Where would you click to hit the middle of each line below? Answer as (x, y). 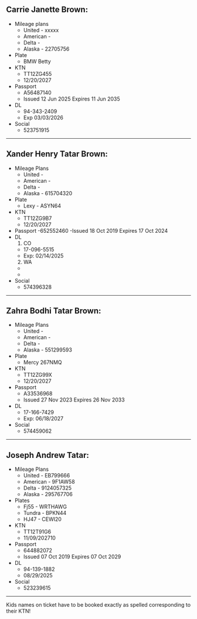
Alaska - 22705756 (46, 49)
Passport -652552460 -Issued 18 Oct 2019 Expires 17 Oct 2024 (91, 230)
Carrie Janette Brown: (47, 10)
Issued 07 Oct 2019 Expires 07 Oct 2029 (72, 557)
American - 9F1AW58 (49, 482)
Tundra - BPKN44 (45, 513)
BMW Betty (37, 61)
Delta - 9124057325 (47, 488)
